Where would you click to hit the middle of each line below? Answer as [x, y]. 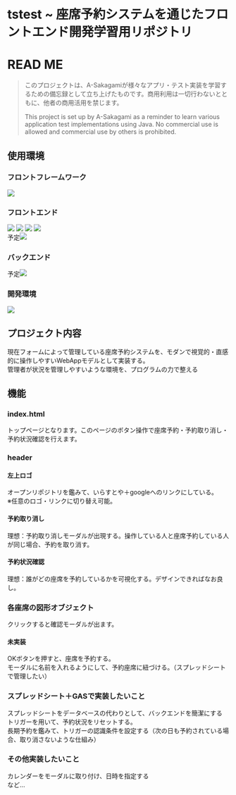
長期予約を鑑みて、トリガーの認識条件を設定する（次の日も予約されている [115, 730]
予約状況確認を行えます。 [44, 439]
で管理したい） [29, 676]
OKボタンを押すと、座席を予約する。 [61, 658]
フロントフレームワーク [47, 177]
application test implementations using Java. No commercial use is [121, 125]
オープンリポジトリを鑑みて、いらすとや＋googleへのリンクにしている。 [113, 492]
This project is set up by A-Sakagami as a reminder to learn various [122, 117]
